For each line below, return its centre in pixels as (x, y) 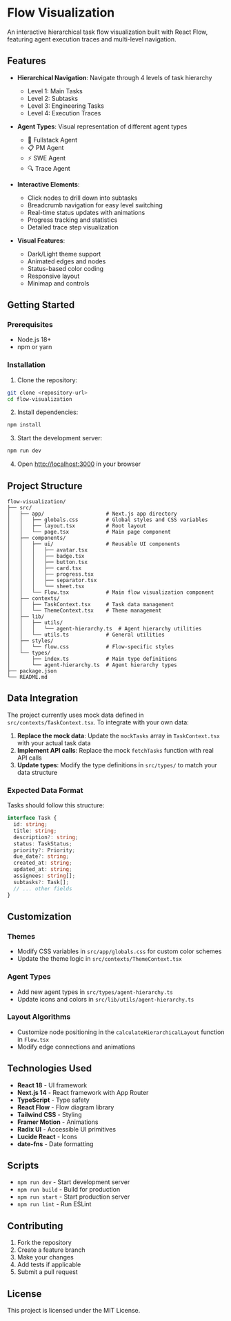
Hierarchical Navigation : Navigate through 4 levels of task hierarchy (114, 77)
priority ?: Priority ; (44, 850)
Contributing (35, 1226)
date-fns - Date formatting (55, 1144)
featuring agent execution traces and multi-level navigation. (92, 39)
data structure (37, 772)
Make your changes (45, 1257)
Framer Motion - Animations (58, 1122)
